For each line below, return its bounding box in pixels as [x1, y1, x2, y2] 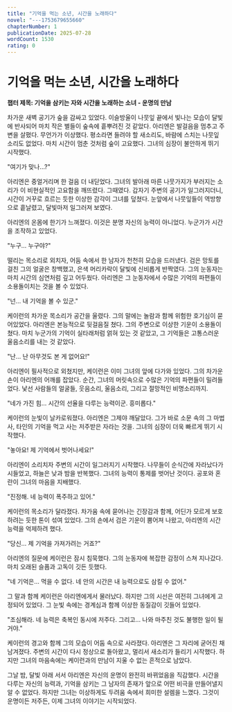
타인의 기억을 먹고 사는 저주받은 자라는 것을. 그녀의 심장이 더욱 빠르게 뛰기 [16, 422, 216, 430]
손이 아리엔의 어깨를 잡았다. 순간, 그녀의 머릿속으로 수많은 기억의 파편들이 [7, 375, 205, 384]
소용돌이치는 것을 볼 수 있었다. [7, 282, 89, 290]
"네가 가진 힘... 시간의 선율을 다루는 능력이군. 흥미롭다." [7, 399, 156, 407]
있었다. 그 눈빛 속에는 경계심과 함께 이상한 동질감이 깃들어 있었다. [25, 600, 201, 609]
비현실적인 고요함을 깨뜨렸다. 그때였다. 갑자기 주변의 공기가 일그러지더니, [27, 186, 224, 194]
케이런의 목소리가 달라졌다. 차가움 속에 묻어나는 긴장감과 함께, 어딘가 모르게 [7, 507, 211, 515]
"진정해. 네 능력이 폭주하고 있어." [7, 492, 96, 501]
